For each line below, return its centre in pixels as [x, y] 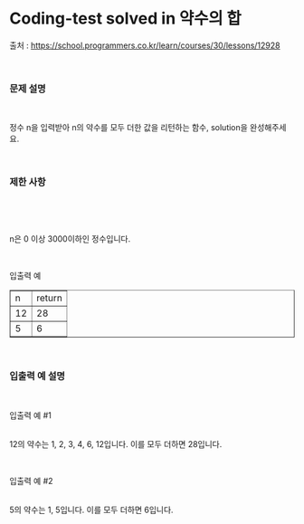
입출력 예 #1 [30, 415]
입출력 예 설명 [38, 376]
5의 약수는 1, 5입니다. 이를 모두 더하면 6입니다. [91, 510]
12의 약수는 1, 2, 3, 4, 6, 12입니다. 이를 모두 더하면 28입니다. [116, 443]
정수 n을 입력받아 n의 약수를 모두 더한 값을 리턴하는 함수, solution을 [129, 128]
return [49, 298]
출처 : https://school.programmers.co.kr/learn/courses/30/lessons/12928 [145, 45]
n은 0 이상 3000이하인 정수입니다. [70, 238]
